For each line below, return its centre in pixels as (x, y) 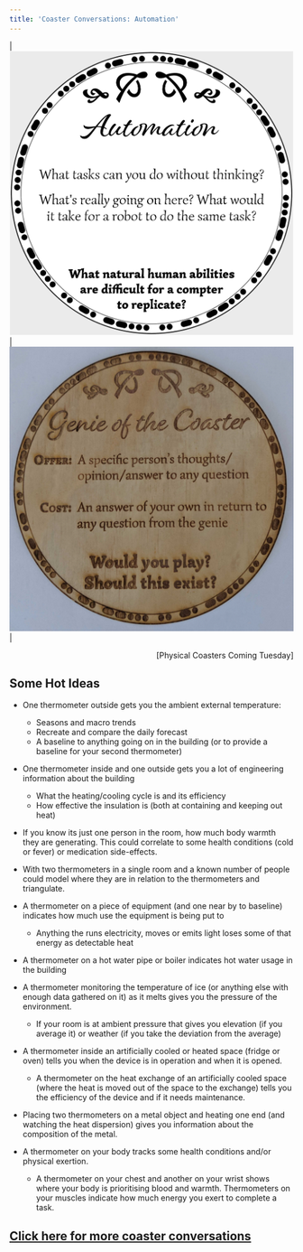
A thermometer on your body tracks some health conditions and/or (147, 1152)
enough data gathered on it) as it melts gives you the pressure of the (150, 997)
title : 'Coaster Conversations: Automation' (94, 19)
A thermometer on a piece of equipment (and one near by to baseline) (152, 906)
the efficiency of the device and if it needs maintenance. (141, 1098)
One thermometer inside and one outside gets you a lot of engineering (153, 769)
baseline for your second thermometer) (109, 752)
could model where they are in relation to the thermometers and (141, 879)
